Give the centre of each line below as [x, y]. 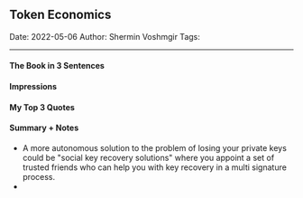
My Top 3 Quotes [42, 107]
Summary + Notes [44, 128]
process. [39, 176]
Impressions [33, 86]
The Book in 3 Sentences [57, 66]
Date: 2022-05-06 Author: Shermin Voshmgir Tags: [105, 36]
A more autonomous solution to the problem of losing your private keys [154, 147]
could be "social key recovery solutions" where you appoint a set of [148, 157]
